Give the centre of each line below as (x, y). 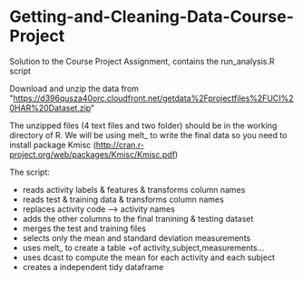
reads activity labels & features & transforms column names (134, 189)
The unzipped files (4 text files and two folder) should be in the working (143, 125)
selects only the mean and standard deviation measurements (137, 237)
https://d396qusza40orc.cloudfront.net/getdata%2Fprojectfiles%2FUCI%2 (153, 98)
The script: (29, 172)
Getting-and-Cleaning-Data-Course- (152, 17)
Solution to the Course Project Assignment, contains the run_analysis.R (142, 61)
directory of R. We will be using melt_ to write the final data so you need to (148, 135)
